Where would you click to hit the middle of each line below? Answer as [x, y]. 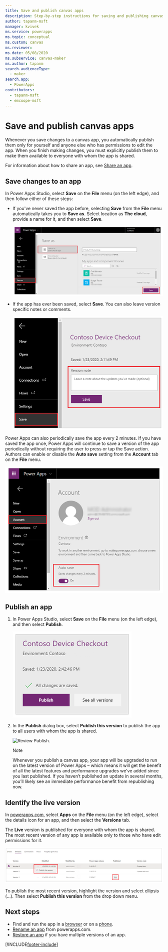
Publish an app [29, 607]
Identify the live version [43, 803]
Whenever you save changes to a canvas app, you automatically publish [79, 140]
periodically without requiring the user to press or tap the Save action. [77, 449]
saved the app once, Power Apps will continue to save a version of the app [82, 443]
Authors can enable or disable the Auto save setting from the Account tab [82, 454]
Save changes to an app [43, 181]
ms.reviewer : [19, 48]
